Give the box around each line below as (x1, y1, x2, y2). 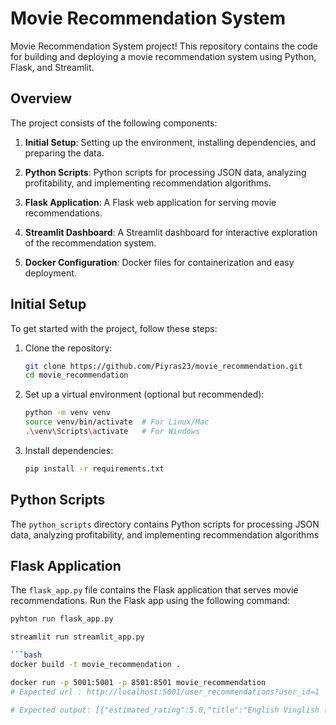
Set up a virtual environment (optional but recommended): (24, 388, 265, 401)
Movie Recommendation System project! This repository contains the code (10, 40, 318, 52)
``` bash (10, 650, 43, 661)
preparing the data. (24, 147, 105, 159)
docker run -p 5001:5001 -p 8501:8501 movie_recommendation (10, 677, 267, 687)
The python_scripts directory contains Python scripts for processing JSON (10, 518, 320, 530)
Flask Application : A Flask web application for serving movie (24, 196, 277, 208)
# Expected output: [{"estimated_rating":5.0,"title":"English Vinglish (10, 705, 320, 715)
